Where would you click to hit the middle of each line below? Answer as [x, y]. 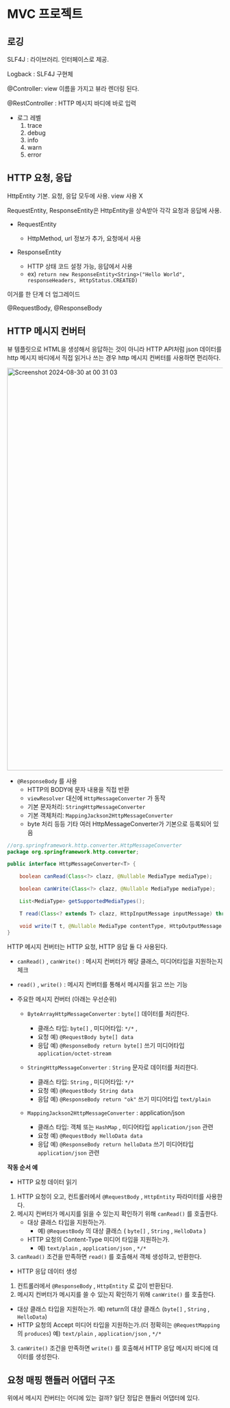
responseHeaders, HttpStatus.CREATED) [82, 280]
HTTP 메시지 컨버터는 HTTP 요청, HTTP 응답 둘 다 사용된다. [87, 946]
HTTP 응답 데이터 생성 [47, 1271]
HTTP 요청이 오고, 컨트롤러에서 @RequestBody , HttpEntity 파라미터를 [111, 1196]
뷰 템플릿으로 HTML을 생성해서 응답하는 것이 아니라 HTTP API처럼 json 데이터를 [115, 349]
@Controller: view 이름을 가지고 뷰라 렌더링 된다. [73, 89]
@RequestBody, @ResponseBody [55, 308]
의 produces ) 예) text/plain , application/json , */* [89, 1333]
